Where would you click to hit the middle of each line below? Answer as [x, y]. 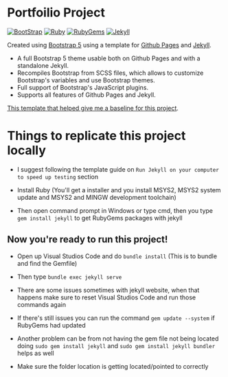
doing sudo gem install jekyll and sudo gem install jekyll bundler [116, 345]
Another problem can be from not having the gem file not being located [118, 339]
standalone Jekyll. [43, 65]
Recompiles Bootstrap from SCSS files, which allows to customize [110, 73]
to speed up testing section [57, 176]
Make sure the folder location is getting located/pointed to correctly [113, 366]
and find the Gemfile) [47, 263]
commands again [42, 304]
